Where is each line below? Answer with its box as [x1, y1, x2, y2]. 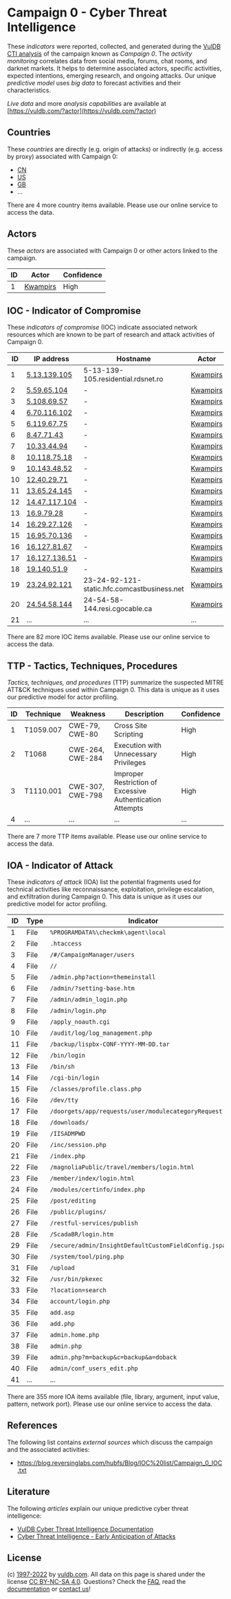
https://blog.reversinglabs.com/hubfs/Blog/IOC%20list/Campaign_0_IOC [16, 1459, 223, 1467]
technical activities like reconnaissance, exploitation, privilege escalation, [7, 886, 214, 893]
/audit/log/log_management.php [49, 1029, 153, 1037]
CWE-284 [68, 753, 103, 763]
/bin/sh [49, 1063, 75, 1071]
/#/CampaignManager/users [49, 951, 135, 958]
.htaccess [49, 940, 82, 947]
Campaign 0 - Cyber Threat [7, 5, 167, 21]
